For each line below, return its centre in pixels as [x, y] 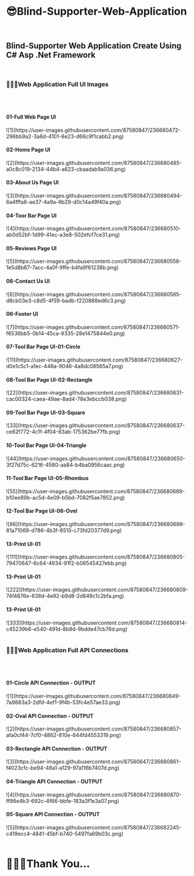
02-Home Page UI [28, 150]
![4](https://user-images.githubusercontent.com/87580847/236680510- [93, 229]
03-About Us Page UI [32, 183]
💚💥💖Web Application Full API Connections [67, 650]
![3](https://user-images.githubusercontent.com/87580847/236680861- [93, 762]
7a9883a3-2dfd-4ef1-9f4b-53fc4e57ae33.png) [63, 702]
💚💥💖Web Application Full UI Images [57, 84]
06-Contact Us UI [28, 281]
